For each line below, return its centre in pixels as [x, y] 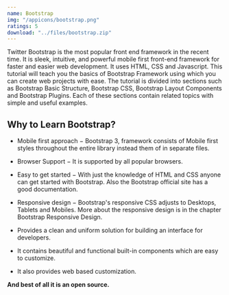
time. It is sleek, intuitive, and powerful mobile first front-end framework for [113, 60]
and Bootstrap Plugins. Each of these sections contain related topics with [110, 96]
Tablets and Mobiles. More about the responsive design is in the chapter [119, 210]
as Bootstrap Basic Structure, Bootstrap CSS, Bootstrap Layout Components [114, 88]
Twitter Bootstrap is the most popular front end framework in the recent [108, 52]
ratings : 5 [23, 26]
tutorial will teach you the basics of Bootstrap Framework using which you [111, 74]
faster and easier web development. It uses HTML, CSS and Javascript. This [115, 66]
